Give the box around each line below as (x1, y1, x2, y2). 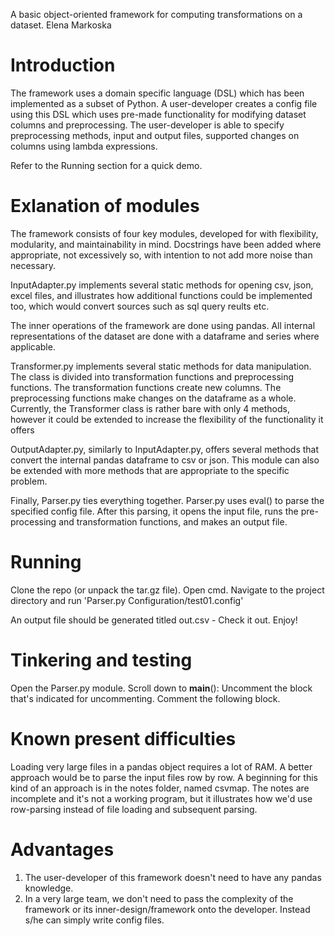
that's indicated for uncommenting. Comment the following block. (10, 692, 281, 704)
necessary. (10, 259, 57, 271)
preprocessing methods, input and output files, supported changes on (10, 129, 300, 141)
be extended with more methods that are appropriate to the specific (10, 464, 290, 476)
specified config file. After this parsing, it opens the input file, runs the (10, 505, 299, 517)
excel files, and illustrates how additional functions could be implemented (10, 289, 313, 301)
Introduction (10, 54, 116, 77)
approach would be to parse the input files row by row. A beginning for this (10, 771, 318, 783)
